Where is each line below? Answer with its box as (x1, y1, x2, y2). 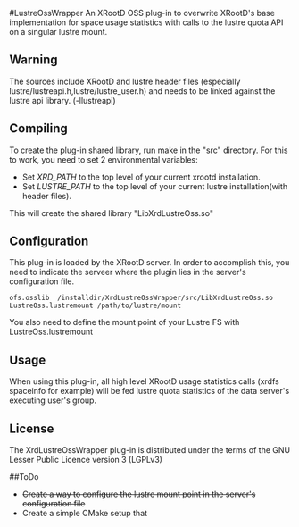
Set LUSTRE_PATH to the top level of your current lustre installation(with (21, 180, 288, 191)
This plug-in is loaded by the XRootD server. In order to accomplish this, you (9, 257, 290, 268)
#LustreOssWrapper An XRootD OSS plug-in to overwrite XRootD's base (9, 8, 275, 18)
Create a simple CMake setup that (21, 508, 148, 519)
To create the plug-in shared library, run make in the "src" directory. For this (9, 145, 288, 155)
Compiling (9, 121, 69, 137)
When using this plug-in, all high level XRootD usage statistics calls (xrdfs (9, 376, 279, 387)
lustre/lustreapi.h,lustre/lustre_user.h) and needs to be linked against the (9, 85, 276, 96)
